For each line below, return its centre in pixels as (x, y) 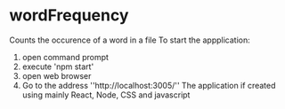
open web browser (57, 75)
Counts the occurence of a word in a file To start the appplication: (130, 40)
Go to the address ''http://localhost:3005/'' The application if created (149, 85)
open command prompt (65, 57)
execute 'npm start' (58, 66)
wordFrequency (69, 16)
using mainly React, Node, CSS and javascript (106, 95)
